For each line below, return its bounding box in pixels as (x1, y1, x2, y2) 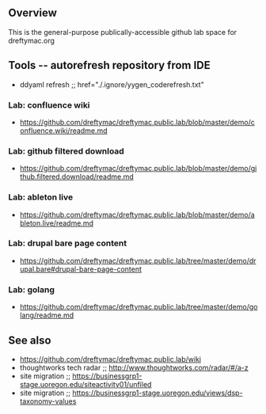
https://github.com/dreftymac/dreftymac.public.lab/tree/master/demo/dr (19, 256, 256, 265)
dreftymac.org (8, 36, 55, 45)
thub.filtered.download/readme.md (19, 172, 135, 181)
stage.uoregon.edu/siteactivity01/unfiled (19, 379, 152, 389)
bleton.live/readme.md (19, 218, 93, 228)
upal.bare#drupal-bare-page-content (19, 264, 142, 274)
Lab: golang (8, 284, 55, 295)
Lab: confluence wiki (8, 99, 90, 110)
